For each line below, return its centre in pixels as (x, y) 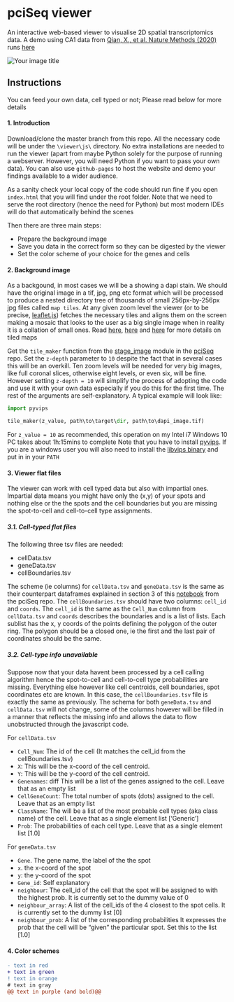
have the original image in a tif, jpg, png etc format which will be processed (115, 293)
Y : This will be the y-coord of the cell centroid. (83, 774)
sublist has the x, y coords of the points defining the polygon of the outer (112, 624)
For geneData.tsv (32, 847)
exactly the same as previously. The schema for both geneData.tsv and (109, 702)
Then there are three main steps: (54, 225)
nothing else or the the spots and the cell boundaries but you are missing (112, 503)
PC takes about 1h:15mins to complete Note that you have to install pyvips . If (117, 442)
